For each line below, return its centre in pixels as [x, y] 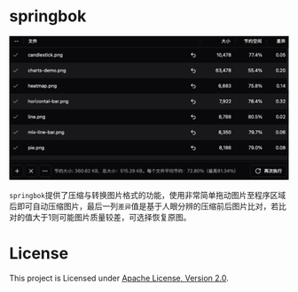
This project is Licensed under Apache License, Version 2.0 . [119, 278]
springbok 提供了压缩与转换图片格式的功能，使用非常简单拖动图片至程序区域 [148, 196]
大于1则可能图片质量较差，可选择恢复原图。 [112, 218]
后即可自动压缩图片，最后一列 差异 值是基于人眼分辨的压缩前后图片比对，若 [144, 206]
